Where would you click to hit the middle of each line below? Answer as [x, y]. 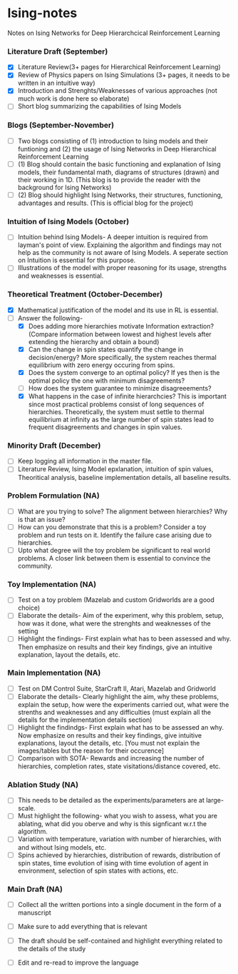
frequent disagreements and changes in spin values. [105, 427]
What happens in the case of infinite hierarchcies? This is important [127, 396]
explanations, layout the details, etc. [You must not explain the [109, 743]
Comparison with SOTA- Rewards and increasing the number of [111, 758]
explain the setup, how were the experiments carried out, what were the [123, 704]
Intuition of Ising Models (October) [68, 221]
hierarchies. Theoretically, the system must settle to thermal [116, 412]
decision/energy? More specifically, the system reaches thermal [123, 357]
